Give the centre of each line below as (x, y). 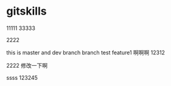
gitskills (26, 11)
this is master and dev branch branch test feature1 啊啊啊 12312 (86, 52)
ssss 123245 (22, 77)
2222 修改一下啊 (27, 65)
